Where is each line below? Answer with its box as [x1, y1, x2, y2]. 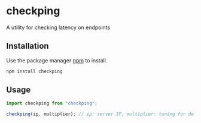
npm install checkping [6, 68, 63, 74]
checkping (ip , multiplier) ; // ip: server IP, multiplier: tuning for [6, 111, 186, 117]
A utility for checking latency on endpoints [6, 24, 111, 31]
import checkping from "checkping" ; [6, 100, 98, 106]
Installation [6, 41, 49, 51]
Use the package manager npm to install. [6, 56, 108, 64]
